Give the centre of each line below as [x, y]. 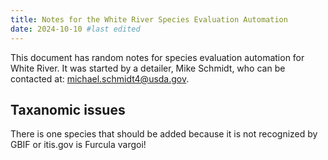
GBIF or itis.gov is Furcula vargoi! [78, 145]
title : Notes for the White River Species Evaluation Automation [149, 19]
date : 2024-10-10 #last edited [75, 29]
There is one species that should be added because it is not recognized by [164, 134]
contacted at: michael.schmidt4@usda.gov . [100, 78]
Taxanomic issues [68, 109]
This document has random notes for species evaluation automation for [157, 57]
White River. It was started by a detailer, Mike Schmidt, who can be [148, 68]
